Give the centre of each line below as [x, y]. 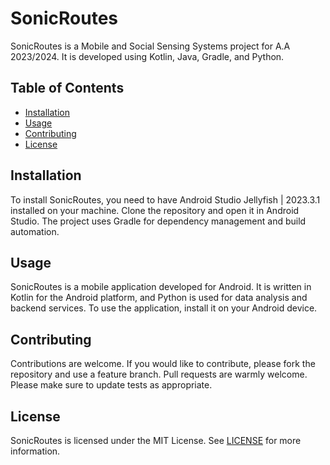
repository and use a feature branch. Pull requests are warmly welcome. [159, 374]
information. [35, 451]
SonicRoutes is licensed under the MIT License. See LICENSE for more [156, 440]
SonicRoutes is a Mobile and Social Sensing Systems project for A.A [150, 46]
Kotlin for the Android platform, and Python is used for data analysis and [159, 298]
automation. [35, 231]
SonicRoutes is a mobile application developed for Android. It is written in [161, 287]
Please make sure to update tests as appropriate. [111, 385]
